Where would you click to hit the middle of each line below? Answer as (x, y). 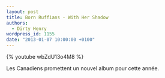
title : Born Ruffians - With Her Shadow (58, 17)
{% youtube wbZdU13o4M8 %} (45, 57)
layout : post (22, 12)
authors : (17, 23)
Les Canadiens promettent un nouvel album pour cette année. (83, 68)
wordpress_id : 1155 (31, 34)
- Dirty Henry (29, 28)
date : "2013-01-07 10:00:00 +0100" (51, 40)
